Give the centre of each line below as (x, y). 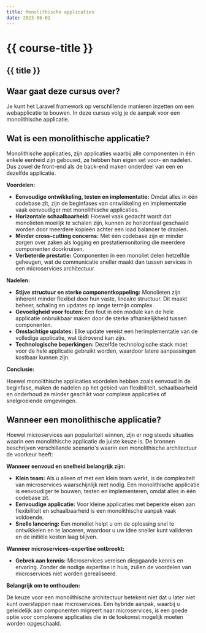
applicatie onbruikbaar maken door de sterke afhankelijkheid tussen (101, 318)
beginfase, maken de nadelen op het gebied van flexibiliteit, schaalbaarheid (102, 388)
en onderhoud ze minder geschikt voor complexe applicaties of (86, 394)
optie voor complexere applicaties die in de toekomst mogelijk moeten (95, 616)
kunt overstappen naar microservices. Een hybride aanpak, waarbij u (93, 604)
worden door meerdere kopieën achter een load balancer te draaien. (101, 229)
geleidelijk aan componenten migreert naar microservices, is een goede (97, 610)
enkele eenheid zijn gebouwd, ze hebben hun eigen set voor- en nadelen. (99, 159)
